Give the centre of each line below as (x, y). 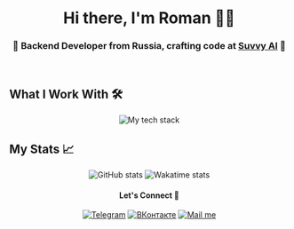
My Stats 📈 (42, 149)
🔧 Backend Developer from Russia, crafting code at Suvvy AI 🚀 (149, 46)
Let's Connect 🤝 (149, 195)
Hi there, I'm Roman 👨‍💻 (149, 18)
